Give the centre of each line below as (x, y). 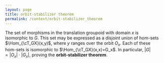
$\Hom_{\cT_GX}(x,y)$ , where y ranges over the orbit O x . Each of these (78, 44)
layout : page (19, 10)
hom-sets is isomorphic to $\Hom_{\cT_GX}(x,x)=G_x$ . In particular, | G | (78, 50)
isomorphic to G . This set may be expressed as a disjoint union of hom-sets (82, 38)
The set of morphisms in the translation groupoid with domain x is (72, 33)
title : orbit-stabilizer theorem (40, 14)
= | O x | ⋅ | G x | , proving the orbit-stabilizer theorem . (56, 56)
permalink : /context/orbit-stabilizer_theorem (54, 19)
